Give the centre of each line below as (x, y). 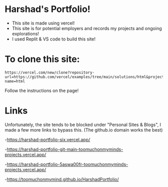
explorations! (25, 33)
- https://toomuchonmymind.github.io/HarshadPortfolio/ (62, 179)
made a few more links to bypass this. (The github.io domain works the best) (84, 130)
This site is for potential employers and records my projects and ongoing (87, 28)
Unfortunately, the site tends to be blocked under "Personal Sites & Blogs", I (83, 124)
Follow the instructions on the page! (42, 90)
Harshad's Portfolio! (48, 9)
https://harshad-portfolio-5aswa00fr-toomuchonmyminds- (67, 164)
